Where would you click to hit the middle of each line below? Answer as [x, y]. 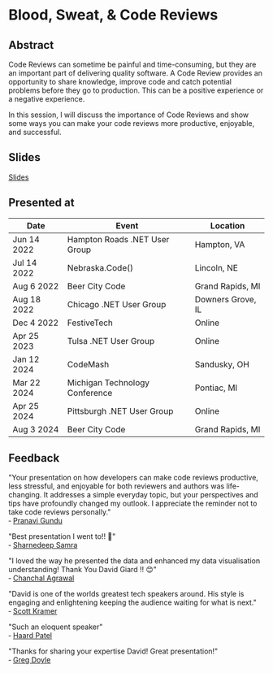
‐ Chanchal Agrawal [41, 578]
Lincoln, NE [216, 267]
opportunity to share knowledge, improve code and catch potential [120, 82]
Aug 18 [27, 299]
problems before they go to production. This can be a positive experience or [136, 90]
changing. [25, 495]
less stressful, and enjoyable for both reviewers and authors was [117, 486]
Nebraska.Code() [100, 267]
